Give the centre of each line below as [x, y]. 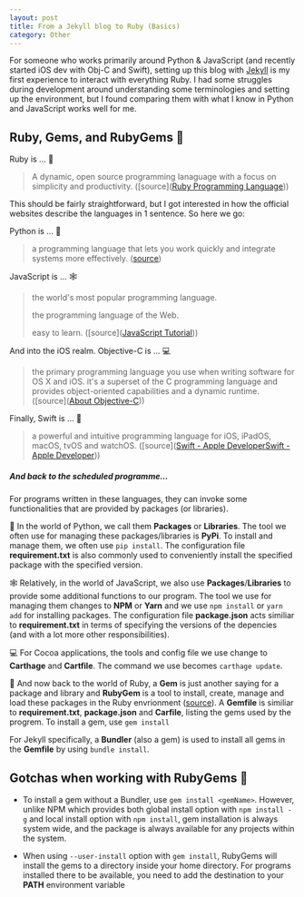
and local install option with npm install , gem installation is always [153, 819]
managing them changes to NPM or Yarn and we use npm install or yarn [146, 606]
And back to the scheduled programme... [89, 476]
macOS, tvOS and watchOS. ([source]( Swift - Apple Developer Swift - [161, 446]
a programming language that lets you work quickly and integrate [153, 249]
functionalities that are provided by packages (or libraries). [119, 508]
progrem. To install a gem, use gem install [89, 722]
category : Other [40, 34]
